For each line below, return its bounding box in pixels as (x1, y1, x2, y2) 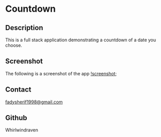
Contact (5, 85, 31, 94)
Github (5, 114, 27, 122)
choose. (5, 42, 22, 48)
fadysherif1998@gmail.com (5, 99, 63, 105)
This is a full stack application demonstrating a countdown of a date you (5, 37, 156, 43)
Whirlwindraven (5, 127, 38, 133)
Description (5, 23, 43, 32)
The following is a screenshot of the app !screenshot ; (5, 70, 117, 76)
